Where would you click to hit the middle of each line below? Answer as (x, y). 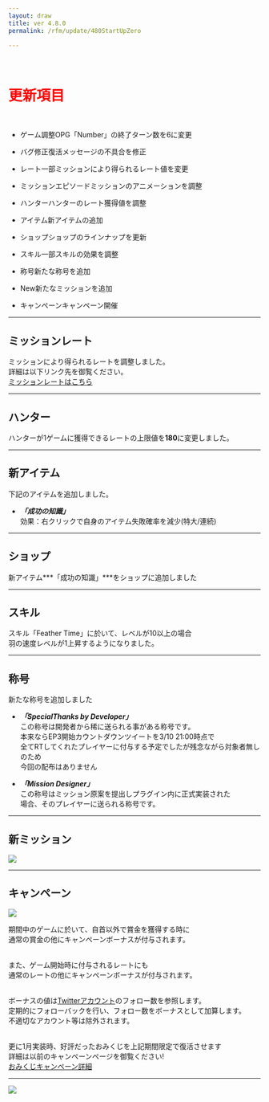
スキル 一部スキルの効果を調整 (69, 255)
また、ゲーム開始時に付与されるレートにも (78, 965)
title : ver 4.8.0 (37, 23)
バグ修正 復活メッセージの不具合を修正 (83, 152)
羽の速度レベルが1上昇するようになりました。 (83, 643)
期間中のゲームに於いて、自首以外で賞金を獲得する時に (99, 929)
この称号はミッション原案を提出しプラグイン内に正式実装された (125, 794)
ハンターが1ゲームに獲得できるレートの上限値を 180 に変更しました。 (121, 438)
